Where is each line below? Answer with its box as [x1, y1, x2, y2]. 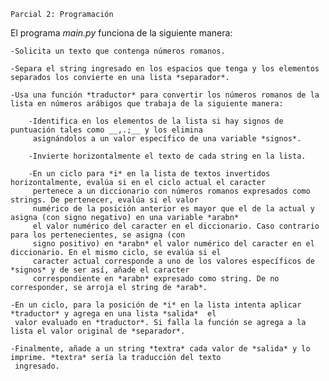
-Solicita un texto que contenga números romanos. [10, 46, 226, 56]
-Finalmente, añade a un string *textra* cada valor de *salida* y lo [10, 344, 311, 354]
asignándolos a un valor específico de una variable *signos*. [32, 134, 302, 144]
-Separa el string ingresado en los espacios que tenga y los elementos [10, 64, 320, 74]
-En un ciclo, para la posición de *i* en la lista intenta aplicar [10, 300, 302, 310]
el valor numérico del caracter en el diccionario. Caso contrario [32, 221, 320, 231]
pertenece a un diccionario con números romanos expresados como [32, 186, 311, 196]
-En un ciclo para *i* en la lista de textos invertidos [28, 169, 271, 179]
